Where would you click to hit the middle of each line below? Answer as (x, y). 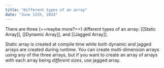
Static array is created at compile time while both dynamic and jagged (78, 44)
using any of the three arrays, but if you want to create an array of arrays (81, 55)
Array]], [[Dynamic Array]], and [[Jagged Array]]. (57, 34)
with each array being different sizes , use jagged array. (63, 60)
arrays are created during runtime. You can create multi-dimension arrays (82, 49)
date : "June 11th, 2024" (31, 15)
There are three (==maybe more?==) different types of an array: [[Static (81, 29)
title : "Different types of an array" (46, 10)
